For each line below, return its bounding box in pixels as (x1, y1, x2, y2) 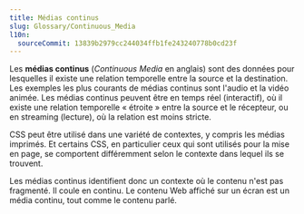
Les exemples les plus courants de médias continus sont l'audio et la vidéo (9, 83, 289, 93)
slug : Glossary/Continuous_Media (9, 22, 136, 31)
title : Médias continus (9, 13, 100, 23)
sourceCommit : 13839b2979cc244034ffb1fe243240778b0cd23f (17, 38, 238, 48)
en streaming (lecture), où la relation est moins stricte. (9, 112, 211, 122)
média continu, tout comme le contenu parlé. (9, 195, 177, 206)
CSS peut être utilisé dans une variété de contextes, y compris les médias (9, 129, 286, 141)
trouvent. (9, 158, 44, 169)
